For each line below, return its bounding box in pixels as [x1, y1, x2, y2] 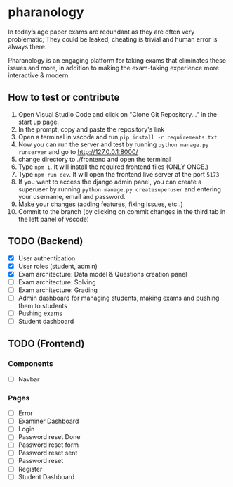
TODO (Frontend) [8, 338, 85, 350]
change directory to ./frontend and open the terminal [18, 155, 171, 163]
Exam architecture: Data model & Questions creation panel [18, 270, 187, 278]
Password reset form [18, 441, 79, 449]
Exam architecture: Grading [18, 286, 98, 294]
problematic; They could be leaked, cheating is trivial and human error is [8, 34, 218, 43]
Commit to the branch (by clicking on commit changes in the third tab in [18, 207, 226, 215]
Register [18, 464, 43, 473]
